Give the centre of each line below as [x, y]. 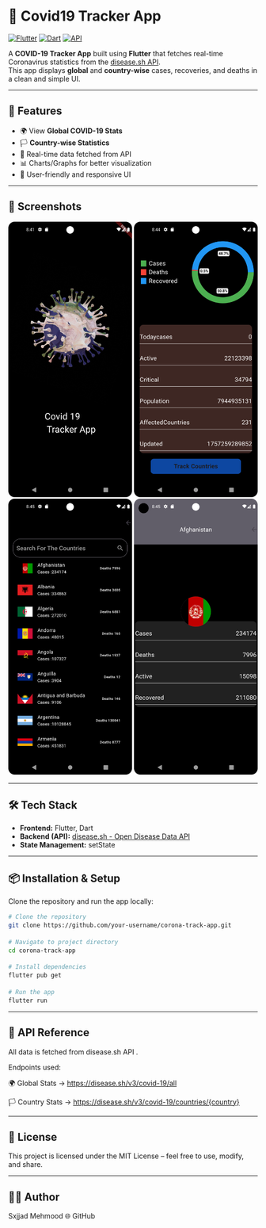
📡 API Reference [49, 1033]
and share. [26, 1165]
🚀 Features [35, 111]
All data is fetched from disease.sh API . [73, 1052]
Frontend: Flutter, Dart [56, 828]
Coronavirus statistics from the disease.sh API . [84, 62]
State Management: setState [67, 845]
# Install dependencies [47, 967]
